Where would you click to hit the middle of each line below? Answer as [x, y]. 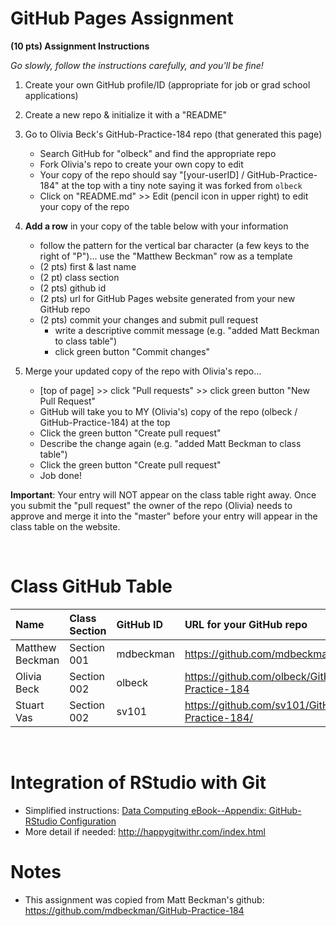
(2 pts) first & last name [88, 266]
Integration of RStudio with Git [138, 783]
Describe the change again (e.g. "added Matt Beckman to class [170, 443]
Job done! [60, 475]
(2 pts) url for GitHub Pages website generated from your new [167, 298]
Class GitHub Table [91, 586]
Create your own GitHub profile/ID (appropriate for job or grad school [167, 84]
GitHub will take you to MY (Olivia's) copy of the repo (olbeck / [168, 411]
